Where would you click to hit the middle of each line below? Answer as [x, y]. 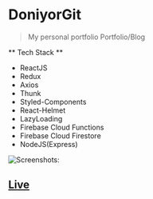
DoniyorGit [45, 15]
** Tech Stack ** [36, 52]
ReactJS [33, 68]
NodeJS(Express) [49, 144]
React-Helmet [43, 110]
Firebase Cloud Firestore [60, 135]
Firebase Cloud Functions [62, 127]
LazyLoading [41, 118]
